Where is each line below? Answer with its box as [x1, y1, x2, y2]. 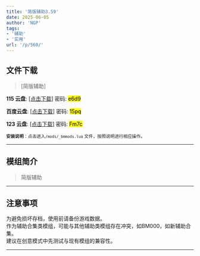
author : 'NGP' [6, 20, 42, 26]
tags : [6, 25, 20, 32]
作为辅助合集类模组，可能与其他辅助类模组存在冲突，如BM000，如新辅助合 [6, 223, 192, 230]
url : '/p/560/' [6, 42, 44, 48]
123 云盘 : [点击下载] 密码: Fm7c [6, 120, 83, 127]
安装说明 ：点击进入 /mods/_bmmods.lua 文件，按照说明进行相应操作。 [6, 133, 145, 139]
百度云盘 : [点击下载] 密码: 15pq [6, 108, 82, 115]
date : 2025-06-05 [6, 14, 49, 20]
